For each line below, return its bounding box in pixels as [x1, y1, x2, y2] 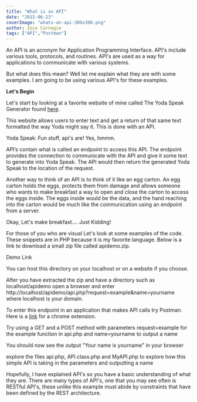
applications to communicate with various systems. [6, 59, 130, 66]
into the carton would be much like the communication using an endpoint [6, 201, 182, 208]
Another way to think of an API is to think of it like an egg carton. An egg [6, 176, 181, 183]
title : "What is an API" [6, 8, 67, 15]
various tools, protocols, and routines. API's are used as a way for [6, 53, 165, 60]
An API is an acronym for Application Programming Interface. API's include [6, 46, 186, 53]
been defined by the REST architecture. [6, 390, 101, 397]
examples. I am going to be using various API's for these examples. [6, 77, 168, 84]
